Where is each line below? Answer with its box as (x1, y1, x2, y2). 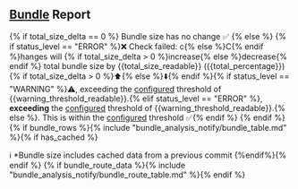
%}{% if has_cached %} (9, 132, 98, 142)
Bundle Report (9, 7, 91, 22)
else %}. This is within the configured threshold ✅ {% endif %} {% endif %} (9, 112, 286, 123)
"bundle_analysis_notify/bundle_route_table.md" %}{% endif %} (9, 169, 246, 180)
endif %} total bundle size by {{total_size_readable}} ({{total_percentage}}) (9, 60, 285, 71)
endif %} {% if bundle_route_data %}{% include (9, 159, 186, 170)
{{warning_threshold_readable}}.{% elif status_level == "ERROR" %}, (9, 93, 263, 104)
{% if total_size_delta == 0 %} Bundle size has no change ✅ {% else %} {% (9, 30, 287, 41)
